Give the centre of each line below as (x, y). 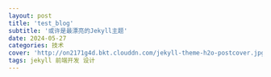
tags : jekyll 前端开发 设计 (52, 61)
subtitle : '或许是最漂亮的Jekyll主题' (68, 30)
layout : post (30, 16)
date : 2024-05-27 (38, 38)
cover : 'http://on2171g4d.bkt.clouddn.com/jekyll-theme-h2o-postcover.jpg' (138, 53)
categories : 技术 (36, 46)
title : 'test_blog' (41, 23)
